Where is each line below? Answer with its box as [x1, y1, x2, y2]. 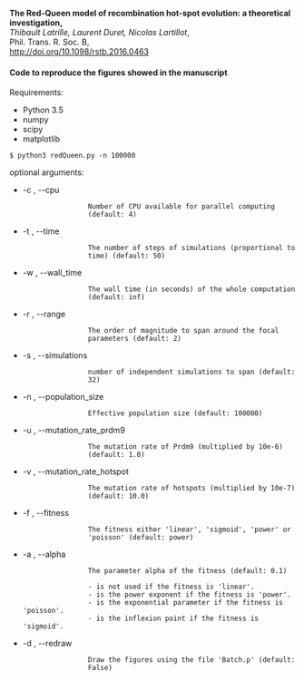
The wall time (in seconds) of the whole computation [87, 285, 296, 294]
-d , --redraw [22, 638, 73, 649]
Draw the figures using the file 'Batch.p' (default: [87, 656, 296, 665]
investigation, [9, 17, 64, 28]
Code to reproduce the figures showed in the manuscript [9, 67, 229, 78]
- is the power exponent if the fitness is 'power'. [87, 590, 292, 599]
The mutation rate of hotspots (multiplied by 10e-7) [87, 484, 296, 493]
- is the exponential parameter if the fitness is [87, 598, 283, 607]
